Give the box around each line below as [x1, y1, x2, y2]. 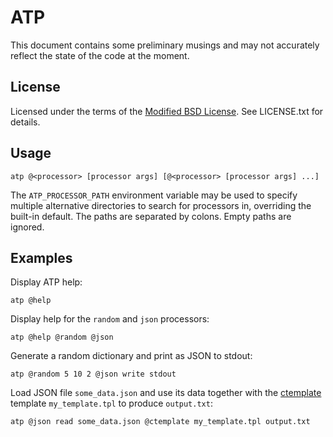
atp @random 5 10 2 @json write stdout [10, 369, 177, 380]
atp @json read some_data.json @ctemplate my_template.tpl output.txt [10, 417, 311, 427]
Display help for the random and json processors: [10, 313, 210, 325]
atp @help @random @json [10, 332, 114, 343]
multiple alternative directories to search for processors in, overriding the [10, 199, 312, 211]
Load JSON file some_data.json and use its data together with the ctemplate [10, 387, 322, 399]
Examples [10, 249, 73, 266]
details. [10, 116, 41, 128]
